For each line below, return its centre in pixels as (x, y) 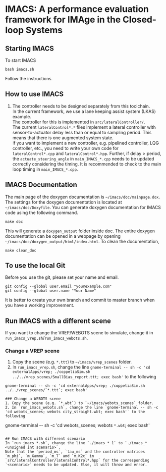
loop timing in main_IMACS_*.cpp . (45, 169)
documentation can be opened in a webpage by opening (63, 236)
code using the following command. (42, 212)
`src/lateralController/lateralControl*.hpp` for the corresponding (77, 460)
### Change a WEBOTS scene (33, 399)
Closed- (139, 20)
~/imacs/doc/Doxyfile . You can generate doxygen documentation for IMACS (83, 207)
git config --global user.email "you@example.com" (58, 287)
